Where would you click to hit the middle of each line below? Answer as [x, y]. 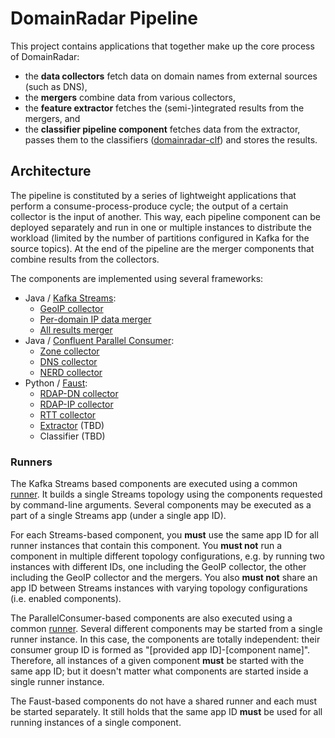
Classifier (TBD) [72, 436]
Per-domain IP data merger [95, 319]
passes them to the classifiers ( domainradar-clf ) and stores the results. [171, 139]
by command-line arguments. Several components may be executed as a [161, 505]
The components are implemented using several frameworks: [137, 278]
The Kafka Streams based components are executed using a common [154, 484]
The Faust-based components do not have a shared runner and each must [164, 701]
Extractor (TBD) [72, 425]
